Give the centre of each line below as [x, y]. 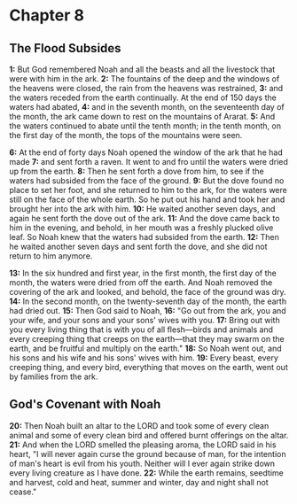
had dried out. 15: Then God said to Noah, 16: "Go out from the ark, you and [148, 310]
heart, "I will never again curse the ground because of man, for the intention [148, 454]
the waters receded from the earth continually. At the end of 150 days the [143, 97]
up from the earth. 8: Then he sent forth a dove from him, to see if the [137, 171]
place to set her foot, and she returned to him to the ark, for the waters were [148, 190]
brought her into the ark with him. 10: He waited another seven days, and [142, 209]
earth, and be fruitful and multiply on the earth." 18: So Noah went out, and [145, 348]
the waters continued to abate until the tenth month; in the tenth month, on [145, 126]
